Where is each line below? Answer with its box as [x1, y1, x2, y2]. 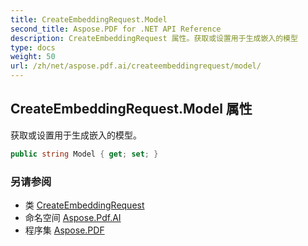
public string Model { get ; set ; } [10, 149, 159, 159]
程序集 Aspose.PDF [24, 224, 105, 236]
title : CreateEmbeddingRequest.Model [10, 14, 168, 25]
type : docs [10, 42, 56, 53]
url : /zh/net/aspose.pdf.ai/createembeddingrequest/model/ [10, 61, 262, 71]
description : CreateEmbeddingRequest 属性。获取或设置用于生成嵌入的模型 [10, 33, 298, 43]
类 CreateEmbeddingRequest [24, 199, 145, 211]
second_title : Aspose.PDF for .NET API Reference [10, 24, 222, 34]
